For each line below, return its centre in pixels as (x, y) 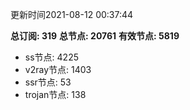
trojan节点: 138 (55, 94)
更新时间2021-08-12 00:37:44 (72, 14)
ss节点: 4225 (51, 57)
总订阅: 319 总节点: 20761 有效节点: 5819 (95, 36)
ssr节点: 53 (48, 82)
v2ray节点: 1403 (58, 69)
